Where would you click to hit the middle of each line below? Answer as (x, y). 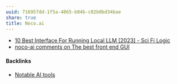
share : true (21, 18)
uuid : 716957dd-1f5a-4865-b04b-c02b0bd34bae (63, 12)
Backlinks (19, 61)
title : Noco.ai (25, 23)
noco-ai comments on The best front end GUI (72, 47)
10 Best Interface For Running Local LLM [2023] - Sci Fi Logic (92, 41)
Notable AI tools (35, 74)
